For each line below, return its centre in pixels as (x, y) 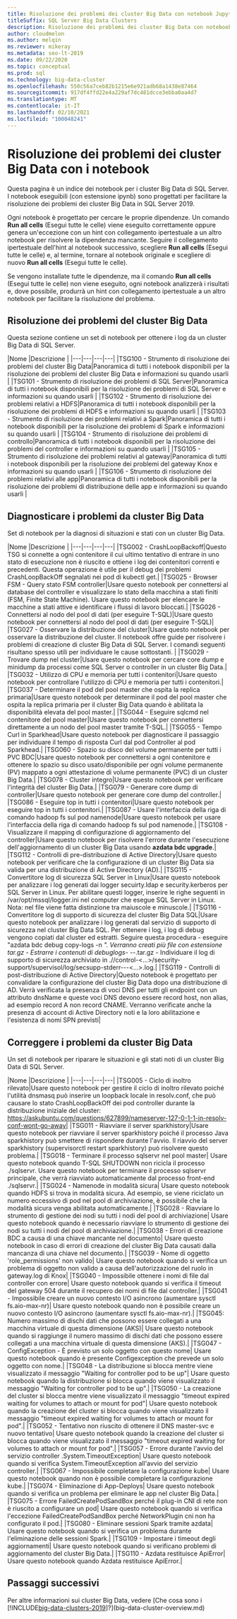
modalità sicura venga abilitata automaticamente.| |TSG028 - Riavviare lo (114, 1208)
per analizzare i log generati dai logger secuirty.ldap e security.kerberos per (117, 885)
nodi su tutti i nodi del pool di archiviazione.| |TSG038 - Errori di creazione (115, 1231)
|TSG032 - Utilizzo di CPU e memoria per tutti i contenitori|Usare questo (112, 675)
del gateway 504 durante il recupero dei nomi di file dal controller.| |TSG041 (117, 1291)
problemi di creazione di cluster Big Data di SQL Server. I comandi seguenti (116, 644)
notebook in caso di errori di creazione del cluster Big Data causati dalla (112, 1246)
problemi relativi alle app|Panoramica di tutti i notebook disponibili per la (112, 479)
